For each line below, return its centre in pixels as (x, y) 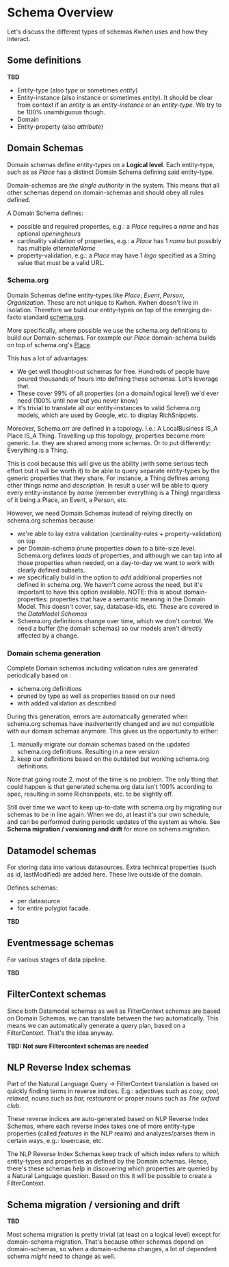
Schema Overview (60, 13)
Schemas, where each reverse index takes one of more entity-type (101, 1126)
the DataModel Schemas (52, 614)
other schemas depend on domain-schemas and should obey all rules (105, 192)
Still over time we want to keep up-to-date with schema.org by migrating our (114, 807)
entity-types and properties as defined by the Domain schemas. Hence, (108, 1162)
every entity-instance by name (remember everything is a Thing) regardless (114, 492)
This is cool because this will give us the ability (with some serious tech (108, 463)
